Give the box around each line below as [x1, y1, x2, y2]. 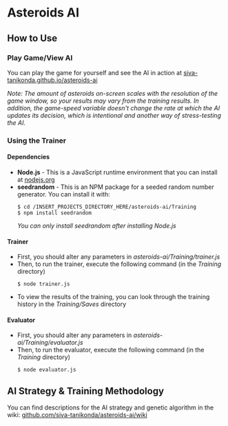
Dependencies [7, 153, 50, 161]
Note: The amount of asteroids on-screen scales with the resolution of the [7, 89, 218, 97]
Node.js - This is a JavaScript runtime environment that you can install [17, 168, 218, 176]
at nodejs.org [17, 176, 55, 183]
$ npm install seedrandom [17, 210, 92, 216]
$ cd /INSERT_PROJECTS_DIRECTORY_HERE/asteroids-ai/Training [17, 203, 197, 210]
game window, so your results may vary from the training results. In [7, 97, 200, 105]
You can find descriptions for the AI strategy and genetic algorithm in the [7, 403, 214, 412]
